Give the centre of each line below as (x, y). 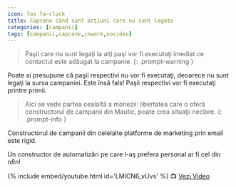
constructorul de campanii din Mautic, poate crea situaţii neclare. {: (123, 112)
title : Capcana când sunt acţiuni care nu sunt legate (91, 21)
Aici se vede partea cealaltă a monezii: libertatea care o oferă (115, 105)
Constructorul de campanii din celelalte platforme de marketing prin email (116, 133)
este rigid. (22, 141)
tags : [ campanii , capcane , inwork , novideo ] (70, 34)
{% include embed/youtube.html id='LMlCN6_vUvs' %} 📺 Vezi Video (109, 176)
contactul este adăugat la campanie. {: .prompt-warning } (109, 62)
